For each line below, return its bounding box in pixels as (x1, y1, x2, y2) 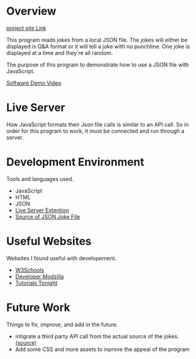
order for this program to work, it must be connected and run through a (6, 127, 184, 135)
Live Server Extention (15, 206, 69, 214)
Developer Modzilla (15, 272, 64, 280)
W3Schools (15, 266, 44, 274)
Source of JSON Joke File (15, 213, 80, 220)
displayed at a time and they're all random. (6, 49, 113, 56)
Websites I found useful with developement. (6, 254, 117, 261)
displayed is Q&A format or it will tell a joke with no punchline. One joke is (6, 43, 190, 50)
